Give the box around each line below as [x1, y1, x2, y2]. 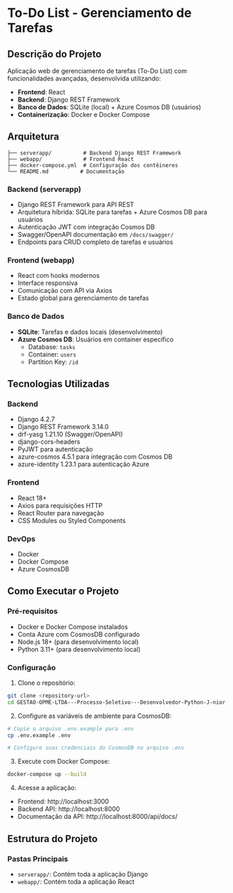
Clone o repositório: [17, 679, 76, 687]
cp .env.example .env [7, 731, 71, 739]
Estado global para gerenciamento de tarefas [17, 294, 150, 303]
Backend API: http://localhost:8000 [17, 805, 120, 813]
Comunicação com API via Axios [17, 286, 113, 295]
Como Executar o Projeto [7, 585, 119, 597]
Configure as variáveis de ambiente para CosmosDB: [17, 711, 172, 720]
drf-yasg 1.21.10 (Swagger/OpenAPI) [17, 430, 124, 439]
